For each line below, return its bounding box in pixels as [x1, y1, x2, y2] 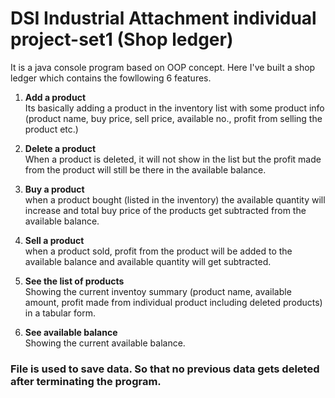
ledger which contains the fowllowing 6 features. [10, 72, 212, 84]
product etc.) [24, 123, 79, 135]
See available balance [24, 326, 118, 338]
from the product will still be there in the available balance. [24, 163, 267, 176]
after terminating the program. [10, 374, 162, 388]
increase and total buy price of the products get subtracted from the [24, 204, 307, 216]
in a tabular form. [24, 307, 96, 319]
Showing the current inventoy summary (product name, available [24, 285, 292, 297]
